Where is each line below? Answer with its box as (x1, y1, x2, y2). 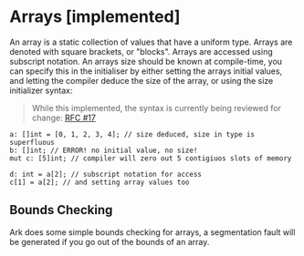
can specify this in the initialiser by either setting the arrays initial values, (9, 66, 283, 77)
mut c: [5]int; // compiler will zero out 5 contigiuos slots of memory (9, 153, 292, 163)
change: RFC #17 (31, 112, 96, 123)
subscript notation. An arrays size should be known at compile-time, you (9, 56, 283, 67)
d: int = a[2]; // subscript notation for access (9, 169, 203, 179)
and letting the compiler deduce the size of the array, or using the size (9, 75, 274, 86)
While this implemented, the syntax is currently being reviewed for (31, 102, 281, 113)
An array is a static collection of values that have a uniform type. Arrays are (9, 36, 293, 47)
